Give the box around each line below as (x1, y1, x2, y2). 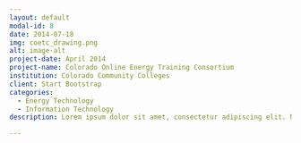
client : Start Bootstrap (9, 80, 102, 88)
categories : (9, 88, 54, 97)
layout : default (9, 13, 70, 22)
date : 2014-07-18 (9, 29, 74, 38)
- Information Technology (17, 105, 115, 114)
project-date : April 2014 (9, 55, 106, 63)
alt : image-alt (9, 46, 66, 55)
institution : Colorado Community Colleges (9, 71, 170, 80)
